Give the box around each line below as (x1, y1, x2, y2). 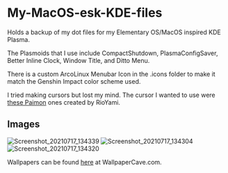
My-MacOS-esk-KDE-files (7, 5, 163, 21)
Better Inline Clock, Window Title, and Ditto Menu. (7, 56, 150, 64)
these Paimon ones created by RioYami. (7, 98, 120, 106)
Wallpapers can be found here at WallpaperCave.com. (7, 158, 162, 166)
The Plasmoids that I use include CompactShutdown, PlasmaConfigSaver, (7, 49, 218, 57)
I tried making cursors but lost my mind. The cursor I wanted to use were (7, 91, 215, 99)
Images (7, 119, 40, 130)
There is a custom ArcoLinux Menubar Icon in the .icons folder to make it (7, 70, 215, 78)
